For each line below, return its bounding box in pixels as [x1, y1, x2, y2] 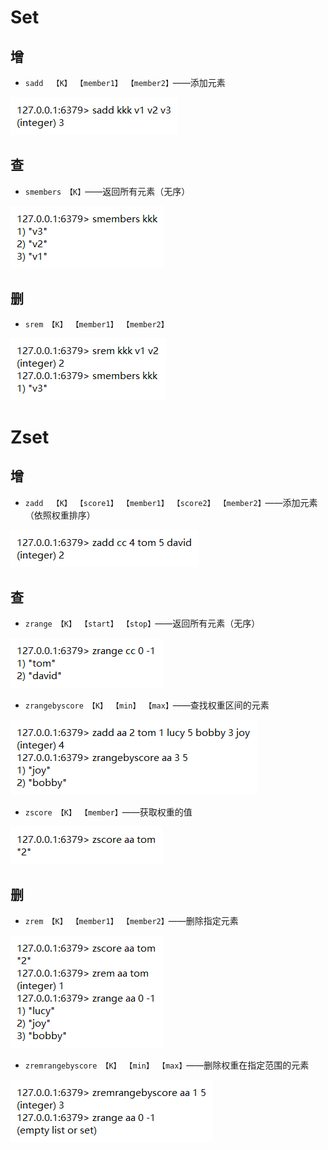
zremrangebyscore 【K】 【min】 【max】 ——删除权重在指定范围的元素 [24, 1059, 310, 1071]
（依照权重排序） [24, 509, 96, 521]
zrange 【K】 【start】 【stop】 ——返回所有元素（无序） [24, 617, 261, 630]
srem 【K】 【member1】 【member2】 [24, 319, 169, 330]
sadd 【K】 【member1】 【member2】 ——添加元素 [24, 77, 226, 88]
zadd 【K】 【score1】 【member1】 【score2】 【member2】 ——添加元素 [24, 496, 318, 508]
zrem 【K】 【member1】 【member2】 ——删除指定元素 [24, 915, 239, 927]
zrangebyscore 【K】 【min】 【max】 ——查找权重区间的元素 [24, 699, 270, 711]
